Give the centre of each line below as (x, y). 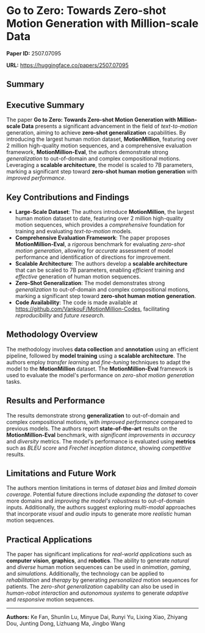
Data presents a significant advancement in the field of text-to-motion (109, 126)
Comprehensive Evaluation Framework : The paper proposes (92, 238)
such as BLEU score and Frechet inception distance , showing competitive (99, 448)
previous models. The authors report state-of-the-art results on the (92, 428)
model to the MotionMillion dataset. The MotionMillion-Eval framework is (100, 369)
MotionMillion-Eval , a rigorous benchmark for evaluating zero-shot (100, 244)
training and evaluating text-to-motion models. (74, 231)
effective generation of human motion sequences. (78, 276)
